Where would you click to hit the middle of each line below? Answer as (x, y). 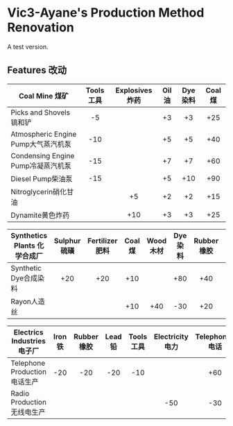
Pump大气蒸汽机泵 (41, 144)
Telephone (28, 363)
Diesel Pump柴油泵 (42, 178)
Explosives (134, 90)
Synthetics (29, 235)
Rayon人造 (28, 301)
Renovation (41, 27)
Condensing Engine (43, 155)
